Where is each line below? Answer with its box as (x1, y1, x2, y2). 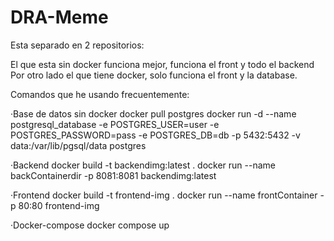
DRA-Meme (10, 6, 109, 29)
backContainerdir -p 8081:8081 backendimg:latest (10, 169, 217, 181)
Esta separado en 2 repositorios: (10, 39, 145, 51)
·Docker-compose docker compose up (10, 219, 170, 231)
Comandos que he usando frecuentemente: (10, 88, 190, 100)
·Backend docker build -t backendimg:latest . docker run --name (10, 159, 277, 171)
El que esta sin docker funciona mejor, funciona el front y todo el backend (10, 58, 315, 70)
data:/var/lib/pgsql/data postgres (10, 139, 147, 151)
